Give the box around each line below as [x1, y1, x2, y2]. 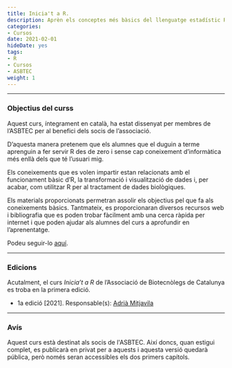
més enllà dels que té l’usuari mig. [7, 155, 104, 163]
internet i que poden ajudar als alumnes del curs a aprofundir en [7, 218, 190, 226]
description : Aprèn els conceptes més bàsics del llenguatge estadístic [7, 17, 221, 23]
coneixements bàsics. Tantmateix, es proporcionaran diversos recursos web [7, 203, 224, 211]
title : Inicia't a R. [7, 10, 70, 17]
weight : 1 [7, 74, 36, 81]
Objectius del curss [7, 104, 74, 113]
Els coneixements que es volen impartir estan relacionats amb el [7, 168, 190, 176]
